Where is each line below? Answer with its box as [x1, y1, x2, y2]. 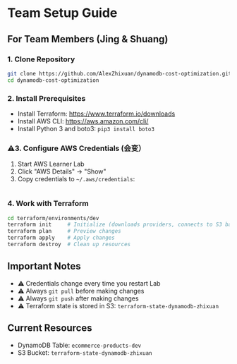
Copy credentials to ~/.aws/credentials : [17, 175, 135, 183]
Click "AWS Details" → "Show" [17, 167, 107, 176]
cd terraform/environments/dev [7, 214, 99, 222]
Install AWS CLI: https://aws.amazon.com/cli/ [17, 116, 149, 125]
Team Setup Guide [7, 5, 118, 21]
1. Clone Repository [7, 54, 75, 64]
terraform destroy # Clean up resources [7, 241, 131, 248]
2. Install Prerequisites [7, 93, 86, 103]
